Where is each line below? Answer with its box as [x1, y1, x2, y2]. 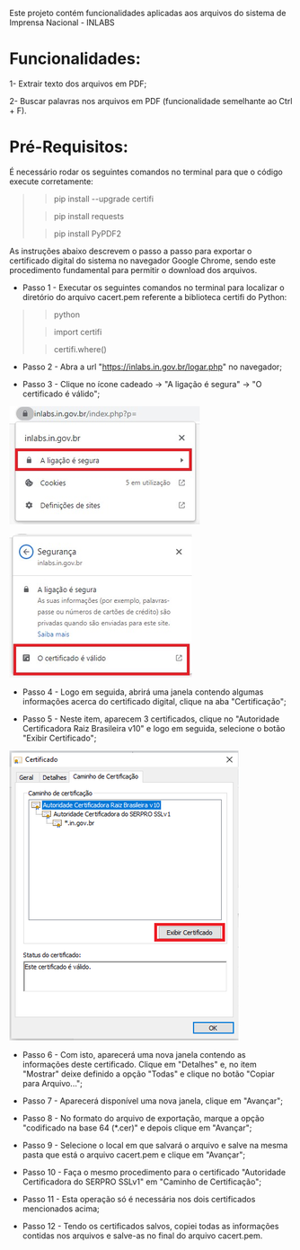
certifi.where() [53, 343, 108, 354]
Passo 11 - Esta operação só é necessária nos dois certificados [22, 1193, 256, 1204]
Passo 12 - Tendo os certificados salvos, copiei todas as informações [22, 1220, 279, 1231]
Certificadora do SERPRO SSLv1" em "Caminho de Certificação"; [22, 1176, 262, 1187]
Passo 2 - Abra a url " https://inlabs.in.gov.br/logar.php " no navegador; [22, 361, 283, 372]
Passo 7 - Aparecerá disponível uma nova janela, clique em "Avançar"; [22, 1095, 284, 1106]
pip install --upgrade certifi [53, 193, 154, 204]
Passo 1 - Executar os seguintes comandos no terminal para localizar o [22, 282, 285, 293]
